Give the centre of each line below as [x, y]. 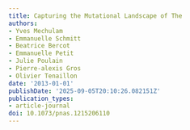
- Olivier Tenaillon [43, 76]
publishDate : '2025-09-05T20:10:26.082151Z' [84, 91]
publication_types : [41, 99]
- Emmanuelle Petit [41, 53]
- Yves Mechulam [36, 31]
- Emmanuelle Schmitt [45, 38]
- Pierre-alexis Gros [45, 69]
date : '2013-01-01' [41, 83]
